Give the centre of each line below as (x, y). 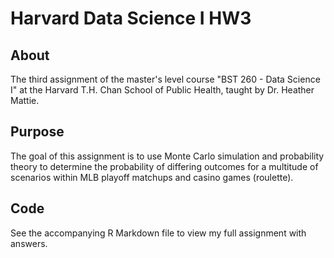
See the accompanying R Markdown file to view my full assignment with (158, 233)
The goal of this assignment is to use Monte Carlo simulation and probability (167, 156)
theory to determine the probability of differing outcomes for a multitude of (164, 166)
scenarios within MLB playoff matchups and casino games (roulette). (152, 177)
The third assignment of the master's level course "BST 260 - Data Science (165, 79)
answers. (29, 243)
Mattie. (25, 100)
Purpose (37, 132)
